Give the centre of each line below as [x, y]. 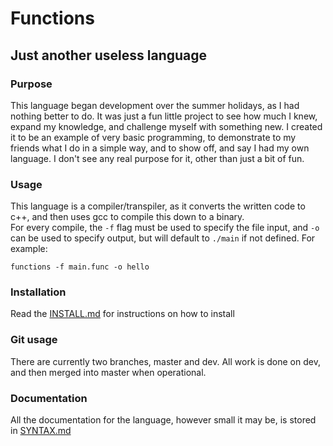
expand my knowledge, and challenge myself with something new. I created [166, 126]
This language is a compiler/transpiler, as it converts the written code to [158, 206]
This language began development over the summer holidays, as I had [155, 105]
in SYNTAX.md [41, 431]
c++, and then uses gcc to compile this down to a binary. [127, 217]
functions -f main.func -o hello [80, 267]
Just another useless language [109, 55]
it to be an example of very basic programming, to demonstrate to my [153, 137]
